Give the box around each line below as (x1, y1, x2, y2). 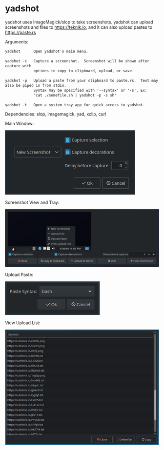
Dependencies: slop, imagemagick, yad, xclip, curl (5, 111, 106, 117)
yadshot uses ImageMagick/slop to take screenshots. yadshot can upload (5, 19, 154, 25)
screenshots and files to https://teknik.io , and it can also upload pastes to (5, 24, 153, 30)
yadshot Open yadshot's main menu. (5, 49, 89, 54)
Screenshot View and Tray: (5, 199, 60, 205)
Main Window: (5, 120, 34, 126)
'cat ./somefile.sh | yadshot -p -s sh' (33, 93, 117, 98)
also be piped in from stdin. (5, 83, 67, 88)
